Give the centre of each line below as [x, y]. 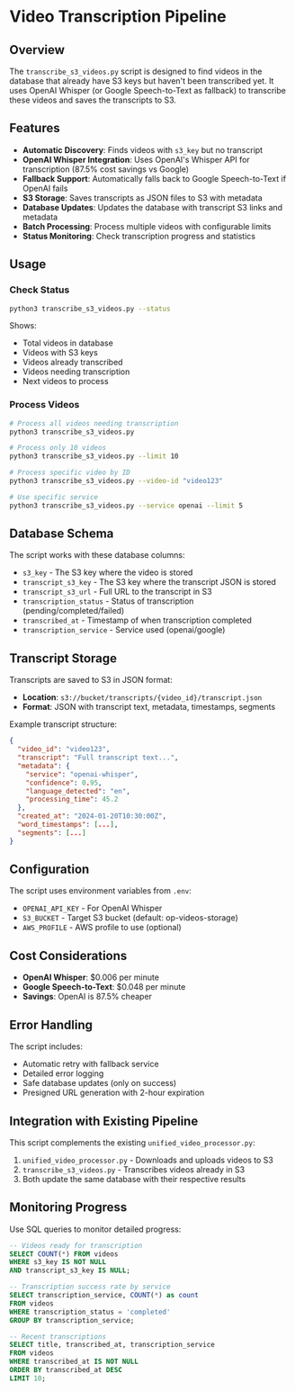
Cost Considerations [68, 956]
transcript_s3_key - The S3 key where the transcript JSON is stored [149, 582]
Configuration [49, 870]
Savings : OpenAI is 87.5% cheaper [87, 997]
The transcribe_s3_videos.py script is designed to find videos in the [136, 71]
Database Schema [62, 534]
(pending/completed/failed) [73, 611]
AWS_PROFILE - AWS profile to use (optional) [102, 928]
